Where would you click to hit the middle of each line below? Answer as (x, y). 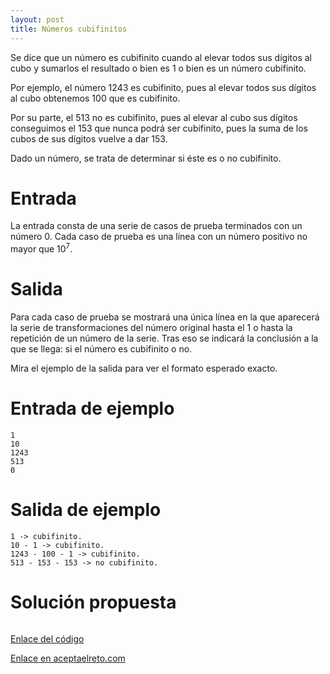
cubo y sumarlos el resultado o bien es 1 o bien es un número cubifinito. (158, 68)
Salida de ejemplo (86, 510)
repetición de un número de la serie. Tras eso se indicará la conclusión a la (164, 338)
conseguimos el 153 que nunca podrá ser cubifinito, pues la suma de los (159, 128)
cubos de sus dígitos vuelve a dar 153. (89, 138)
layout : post (37, 19)
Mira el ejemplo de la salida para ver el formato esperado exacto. (144, 368)
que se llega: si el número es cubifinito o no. (101, 349)
